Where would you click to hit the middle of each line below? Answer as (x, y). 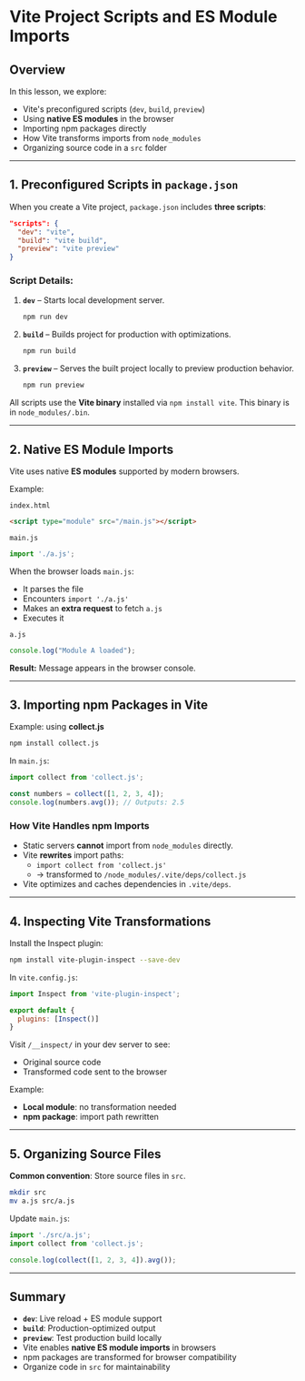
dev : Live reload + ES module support (92, 1319)
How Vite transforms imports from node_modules (112, 138)
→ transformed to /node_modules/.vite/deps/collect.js (141, 874)
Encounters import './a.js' (76, 599)
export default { (42, 1010)
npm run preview (53, 385)
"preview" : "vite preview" (69, 249)
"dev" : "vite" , (46, 232)
